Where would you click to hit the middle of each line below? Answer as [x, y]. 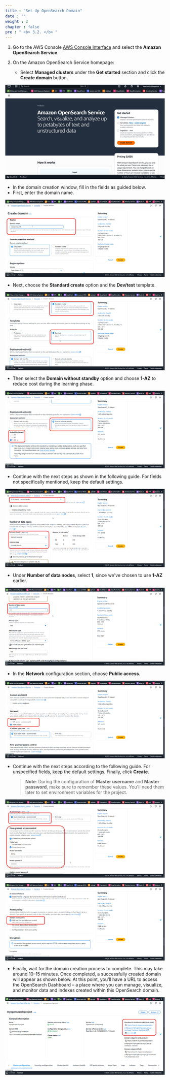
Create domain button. [44, 78]
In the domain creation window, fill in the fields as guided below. [79, 187]
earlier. [20, 581]
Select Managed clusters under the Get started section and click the [92, 72]
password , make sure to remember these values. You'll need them [95, 787]
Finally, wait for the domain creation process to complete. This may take [88, 969]
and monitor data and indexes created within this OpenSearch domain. [86, 990]
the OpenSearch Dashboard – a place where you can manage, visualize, [88, 985]
